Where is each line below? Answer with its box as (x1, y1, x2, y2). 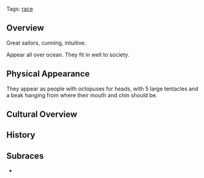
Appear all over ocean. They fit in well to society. (6, 51, 130, 58)
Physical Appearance (6, 69, 90, 79)
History (6, 130, 36, 140)
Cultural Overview (6, 109, 78, 120)
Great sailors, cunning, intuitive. (6, 39, 86, 46)
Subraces (6, 150, 44, 161)
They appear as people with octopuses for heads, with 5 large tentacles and (6, 85, 198, 92)
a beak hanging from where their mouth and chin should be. (6, 91, 158, 98)
